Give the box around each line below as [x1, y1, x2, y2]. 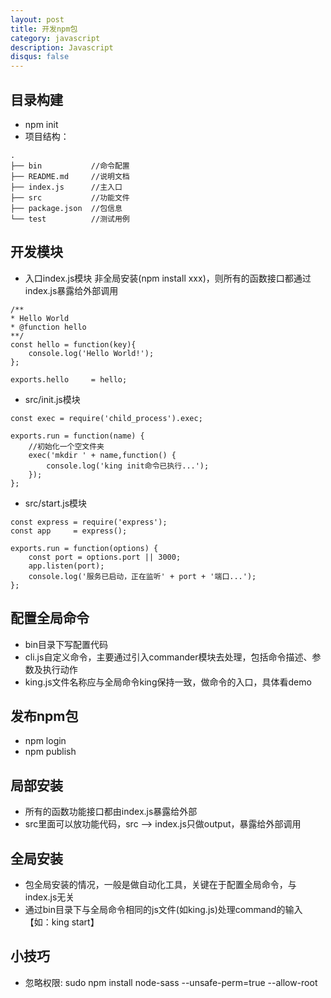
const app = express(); [10, 526, 128, 536]
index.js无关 [24, 891, 75, 903]
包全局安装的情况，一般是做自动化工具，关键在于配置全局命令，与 [24, 879, 297, 890]
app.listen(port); [28, 561, 105, 571]
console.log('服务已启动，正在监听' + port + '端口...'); [28, 571, 257, 581]
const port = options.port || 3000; [28, 552, 182, 562]
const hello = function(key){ [10, 339, 137, 350]
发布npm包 [10, 707, 79, 725]
